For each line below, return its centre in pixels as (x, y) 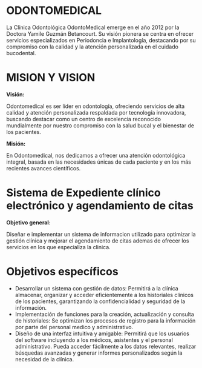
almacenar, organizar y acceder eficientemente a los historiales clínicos (104, 295)
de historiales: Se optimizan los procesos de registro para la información (105, 320)
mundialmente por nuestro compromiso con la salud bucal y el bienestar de (100, 125)
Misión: (16, 144)
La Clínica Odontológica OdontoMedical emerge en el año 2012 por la (93, 27)
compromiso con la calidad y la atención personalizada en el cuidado (92, 47)
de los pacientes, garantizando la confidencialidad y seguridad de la (100, 301)
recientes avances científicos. (44, 168)
